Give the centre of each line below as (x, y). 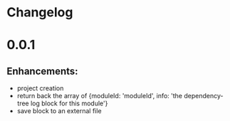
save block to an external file (59, 111)
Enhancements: (43, 71)
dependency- (204, 96)
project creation (40, 88)
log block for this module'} (69, 103)
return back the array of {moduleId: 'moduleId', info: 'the (100, 96)
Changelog (40, 12)
